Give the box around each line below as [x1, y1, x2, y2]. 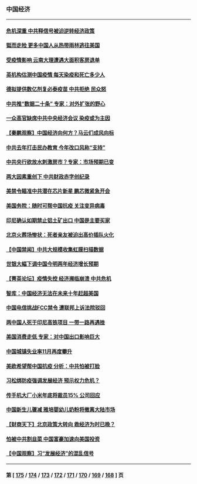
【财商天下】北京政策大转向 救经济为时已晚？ [6, 420, 116, 427]
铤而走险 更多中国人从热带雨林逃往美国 [6, 42, 100, 49]
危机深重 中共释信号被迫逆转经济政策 [6, 27, 95, 34]
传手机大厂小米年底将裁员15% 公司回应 [6, 392, 101, 399]
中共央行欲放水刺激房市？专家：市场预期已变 [6, 158, 114, 165]
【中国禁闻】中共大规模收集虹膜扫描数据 [6, 246, 104, 253]
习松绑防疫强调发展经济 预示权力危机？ [6, 377, 100, 384]
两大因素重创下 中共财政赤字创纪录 [6, 173, 90, 180]
